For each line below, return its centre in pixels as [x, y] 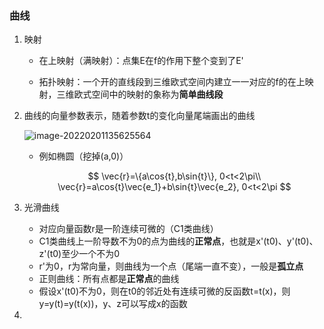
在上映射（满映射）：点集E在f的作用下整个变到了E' [141, 61]
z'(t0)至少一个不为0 [79, 254]
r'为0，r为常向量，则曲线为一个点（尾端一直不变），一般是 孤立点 [171, 266]
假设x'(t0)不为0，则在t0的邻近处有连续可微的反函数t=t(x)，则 [164, 291]
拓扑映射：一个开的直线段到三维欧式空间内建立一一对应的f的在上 [172, 82]
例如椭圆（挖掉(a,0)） [83, 156]
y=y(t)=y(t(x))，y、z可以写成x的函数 [113, 304]
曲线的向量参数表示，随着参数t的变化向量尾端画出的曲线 [139, 116]
